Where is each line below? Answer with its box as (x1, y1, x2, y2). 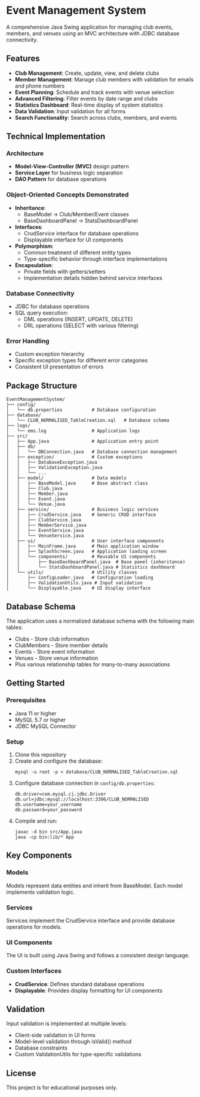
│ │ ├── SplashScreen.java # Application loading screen (6, 549, 167, 555)
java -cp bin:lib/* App (14, 834, 75, 840)
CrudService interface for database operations (23, 229, 139, 237)
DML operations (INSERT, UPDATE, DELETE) (23, 316, 133, 323)
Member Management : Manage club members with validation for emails (14, 75, 194, 83)
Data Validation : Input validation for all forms (14, 107, 126, 114)
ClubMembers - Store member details (14, 642, 109, 649)
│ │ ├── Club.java (6, 486, 63, 492)
